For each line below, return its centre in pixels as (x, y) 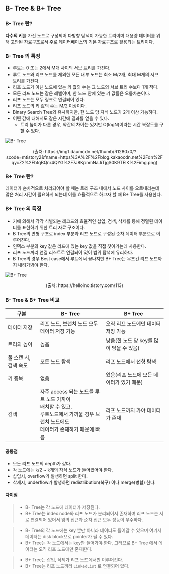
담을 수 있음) (125, 348)
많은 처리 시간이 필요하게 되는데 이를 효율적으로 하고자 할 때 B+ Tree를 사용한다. (84, 195)
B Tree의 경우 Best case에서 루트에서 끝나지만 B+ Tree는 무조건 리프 (80, 258)
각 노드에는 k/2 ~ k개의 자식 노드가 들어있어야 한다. (63, 470)
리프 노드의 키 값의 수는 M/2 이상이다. (50, 106)
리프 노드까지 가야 (125, 410)
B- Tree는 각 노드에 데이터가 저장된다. (62, 507)
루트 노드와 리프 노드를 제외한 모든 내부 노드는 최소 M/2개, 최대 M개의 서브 (86, 74)
